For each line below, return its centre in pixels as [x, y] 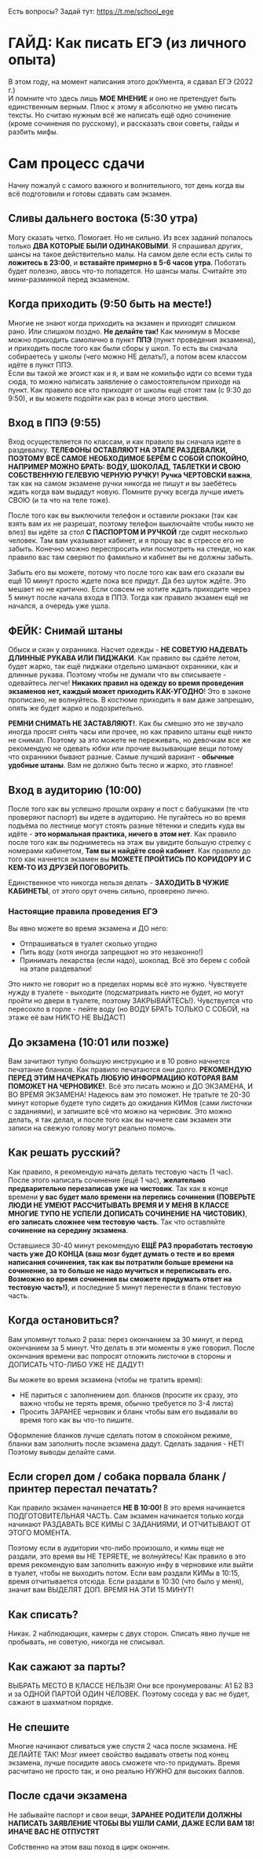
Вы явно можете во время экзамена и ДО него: [88, 928]
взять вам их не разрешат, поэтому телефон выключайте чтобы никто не [131, 524]
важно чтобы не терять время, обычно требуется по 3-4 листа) [126, 1403]
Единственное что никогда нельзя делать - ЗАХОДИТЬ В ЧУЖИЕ [119, 882]
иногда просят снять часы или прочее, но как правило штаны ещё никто [130, 732]
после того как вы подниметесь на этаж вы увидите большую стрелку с [130, 842]
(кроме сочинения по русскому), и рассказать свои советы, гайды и [124, 123]
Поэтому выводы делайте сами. [62, 1451]
